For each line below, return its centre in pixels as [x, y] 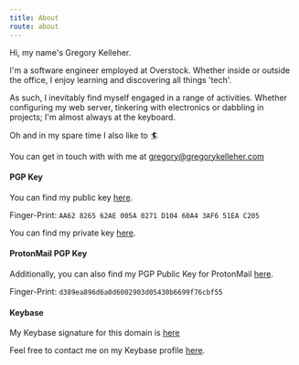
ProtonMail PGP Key [48, 254]
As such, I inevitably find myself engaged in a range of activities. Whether [149, 98]
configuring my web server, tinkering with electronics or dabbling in [137, 107]
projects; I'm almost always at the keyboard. [93, 117]
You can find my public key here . [71, 197]
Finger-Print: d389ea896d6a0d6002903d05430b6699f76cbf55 [116, 291]
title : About [34, 18]
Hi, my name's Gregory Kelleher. [70, 52]
